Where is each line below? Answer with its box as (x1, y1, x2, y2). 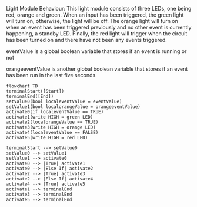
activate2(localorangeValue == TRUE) (6, 119, 99, 125)
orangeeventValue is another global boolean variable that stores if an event (6, 65, 188, 73)
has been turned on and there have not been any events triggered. (6, 37, 168, 43)
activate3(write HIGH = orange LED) (6, 124, 96, 130)
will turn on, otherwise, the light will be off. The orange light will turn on (6, 18, 178, 24)
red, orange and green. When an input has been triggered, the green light (6, 11, 184, 18)
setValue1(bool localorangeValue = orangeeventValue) (6, 104, 141, 110)
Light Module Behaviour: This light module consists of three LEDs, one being (6, 5, 192, 12)
